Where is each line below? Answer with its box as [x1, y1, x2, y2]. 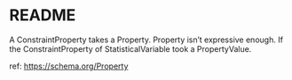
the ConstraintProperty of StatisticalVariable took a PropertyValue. [9, 43, 252, 54]
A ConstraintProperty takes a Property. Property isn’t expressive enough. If [9, 34, 284, 45]
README [9, 5, 76, 25]
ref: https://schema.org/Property [9, 61, 129, 71]
